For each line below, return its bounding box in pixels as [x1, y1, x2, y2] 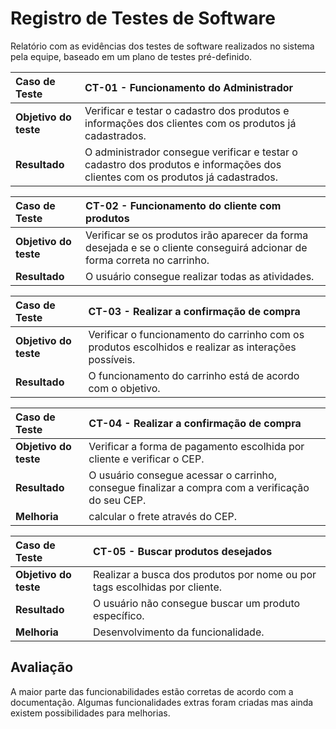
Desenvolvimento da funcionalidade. [92, 625, 265, 639]
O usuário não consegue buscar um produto [92, 596, 301, 610]
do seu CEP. [88, 493, 147, 507]
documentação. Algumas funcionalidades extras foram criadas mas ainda [10, 696, 314, 708]
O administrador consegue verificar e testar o [84, 145, 298, 159]
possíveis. [88, 352, 136, 366]
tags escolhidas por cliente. [92, 580, 223, 594]
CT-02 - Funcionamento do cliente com [85, 198, 282, 212]
